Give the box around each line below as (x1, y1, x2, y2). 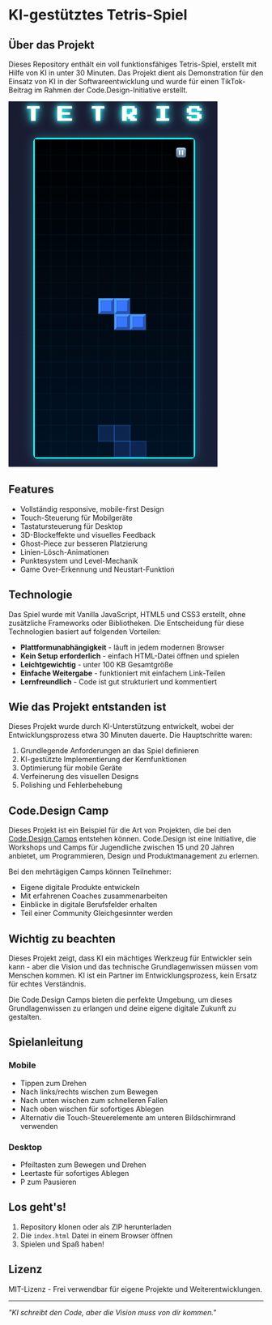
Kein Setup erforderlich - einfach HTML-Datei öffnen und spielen (19, 650, 240, 661)
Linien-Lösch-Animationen (19, 547, 109, 556)
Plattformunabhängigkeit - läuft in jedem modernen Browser (19, 642, 225, 652)
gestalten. (8, 1012, 42, 1022)
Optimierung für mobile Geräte (19, 763, 123, 773)
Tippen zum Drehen (19, 1078, 87, 1088)
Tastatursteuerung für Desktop (19, 521, 123, 531)
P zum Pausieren (19, 1177, 77, 1187)
